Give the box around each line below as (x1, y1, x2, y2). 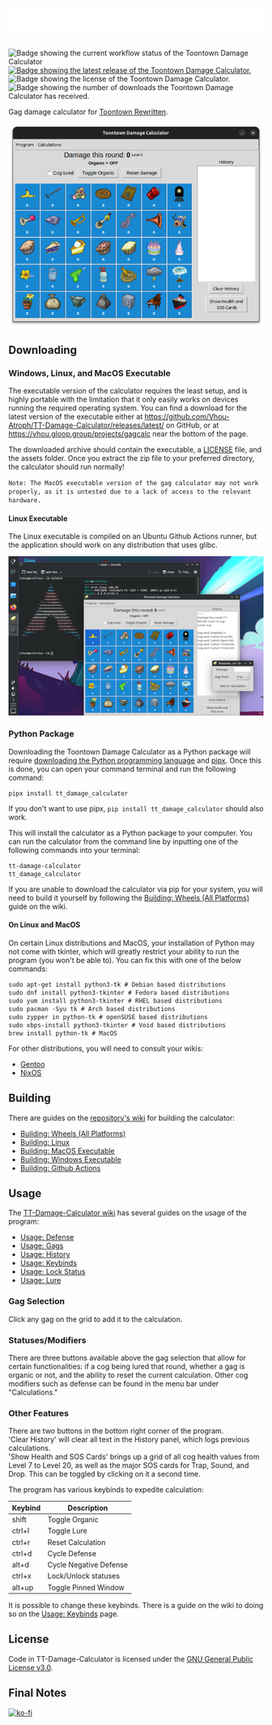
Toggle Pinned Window (47, 1582, 125, 1592)
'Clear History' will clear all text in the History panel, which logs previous (8, 1435, 250, 1444)
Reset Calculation (47, 1537, 106, 1547)
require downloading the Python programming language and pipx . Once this (8, 755, 261, 765)
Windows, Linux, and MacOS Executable (8, 368, 172, 379)
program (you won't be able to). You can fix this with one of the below (8, 955, 241, 965)
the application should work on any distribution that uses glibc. (8, 540, 219, 550)
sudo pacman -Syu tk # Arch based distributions (8, 1004, 176, 1013)
